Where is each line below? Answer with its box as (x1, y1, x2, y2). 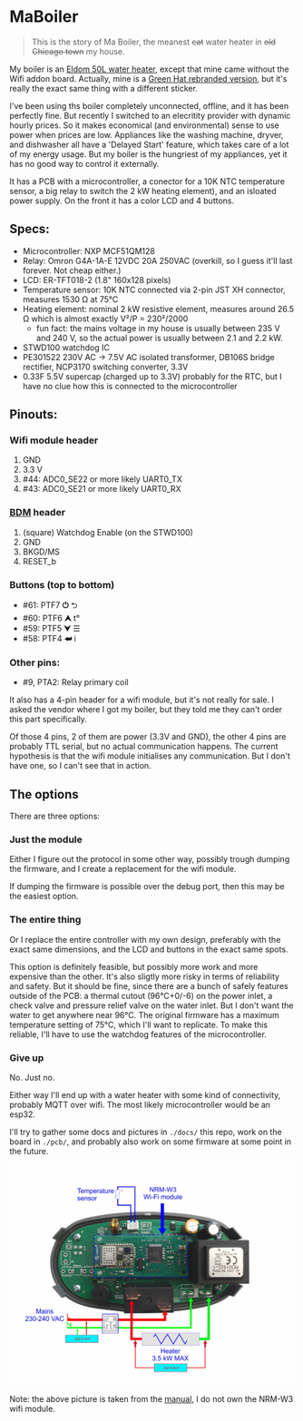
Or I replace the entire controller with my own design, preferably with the (9, 934, 281, 945)
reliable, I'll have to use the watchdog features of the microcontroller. (9, 1028, 268, 1040)
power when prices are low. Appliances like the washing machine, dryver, (9, 129, 284, 140)
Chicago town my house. (31, 45, 125, 56)
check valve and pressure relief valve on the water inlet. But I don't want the (9, 1000, 294, 1011)
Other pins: (9, 656, 61, 669)
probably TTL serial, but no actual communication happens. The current (9, 741, 279, 752)
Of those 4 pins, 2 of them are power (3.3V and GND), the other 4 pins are (9, 731, 287, 742)
